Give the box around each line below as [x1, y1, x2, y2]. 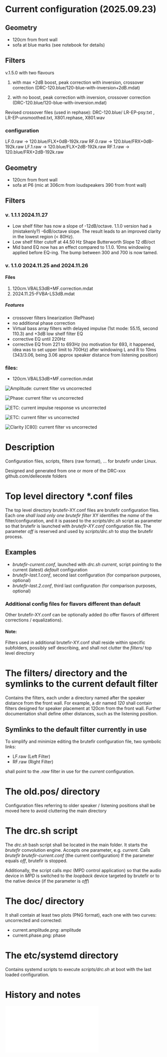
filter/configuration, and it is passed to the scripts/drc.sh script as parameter [5, 518, 162, 524]
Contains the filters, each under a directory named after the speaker [5, 695, 146, 701]
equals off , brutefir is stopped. [5, 858, 68, 864]
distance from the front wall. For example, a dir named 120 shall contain [5, 700, 152, 706]
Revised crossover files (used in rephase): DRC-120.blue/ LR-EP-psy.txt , [5, 109, 155, 115]
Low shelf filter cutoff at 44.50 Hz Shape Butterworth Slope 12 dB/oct [12, 239, 156, 245]
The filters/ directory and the [5, 668, 128, 679]
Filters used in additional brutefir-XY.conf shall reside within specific [5, 639, 146, 645]
